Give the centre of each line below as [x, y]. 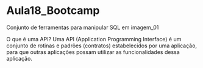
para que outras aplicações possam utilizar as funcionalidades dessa [93, 52]
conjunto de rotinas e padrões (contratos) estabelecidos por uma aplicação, [101, 46]
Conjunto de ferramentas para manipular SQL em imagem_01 [83, 27]
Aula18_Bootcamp [53, 11]
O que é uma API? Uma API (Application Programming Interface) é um [94, 39]
